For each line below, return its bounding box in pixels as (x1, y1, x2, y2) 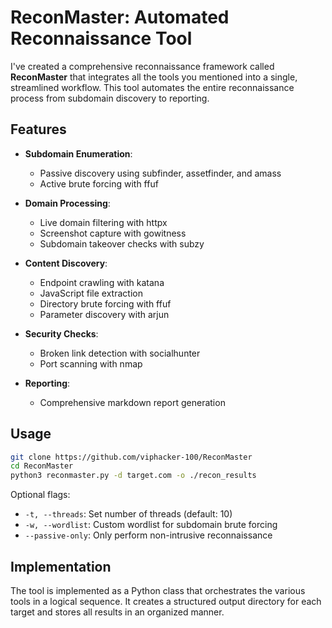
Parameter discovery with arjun (39, 308, 170, 320)
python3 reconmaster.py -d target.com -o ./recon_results (10, 471, 257, 481)
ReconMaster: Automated (10, 6, 230, 29)
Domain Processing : (24, 197, 111, 209)
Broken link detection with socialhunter (39, 347, 201, 359)
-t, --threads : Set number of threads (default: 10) (24, 508, 233, 520)
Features (10, 121, 67, 138)
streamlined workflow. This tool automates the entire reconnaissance (10, 81, 295, 93)
